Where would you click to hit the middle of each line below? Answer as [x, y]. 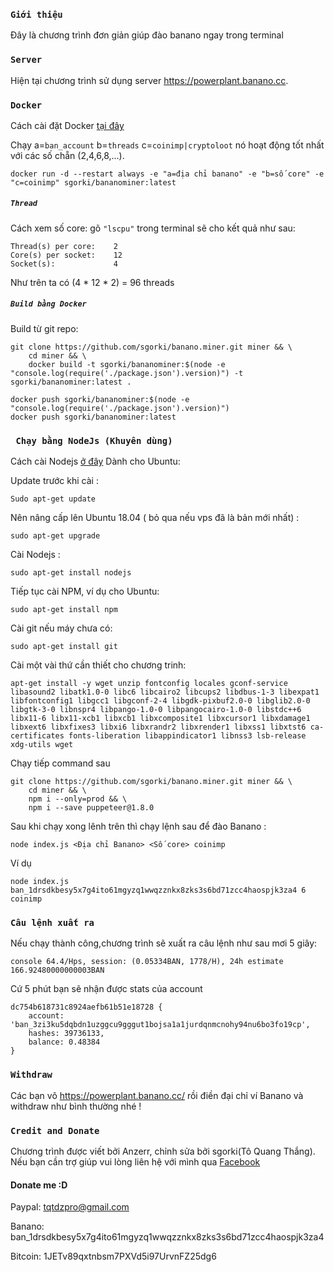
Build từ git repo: [44, 328]
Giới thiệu [36, 14]
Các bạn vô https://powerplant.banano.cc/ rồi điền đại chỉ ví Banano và [157, 1095]
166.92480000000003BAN [57, 970]
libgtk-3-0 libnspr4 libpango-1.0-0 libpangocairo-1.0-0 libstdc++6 [156, 710]
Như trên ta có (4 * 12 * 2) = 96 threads [92, 282]
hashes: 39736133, [66, 1034]
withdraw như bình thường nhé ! [76, 1106]
